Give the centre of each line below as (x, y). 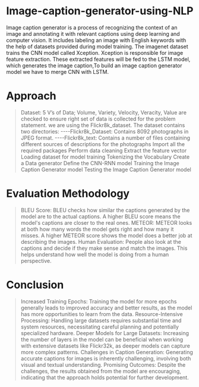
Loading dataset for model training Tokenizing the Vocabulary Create (105, 157)
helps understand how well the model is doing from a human (95, 254)
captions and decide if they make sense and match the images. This (104, 248)
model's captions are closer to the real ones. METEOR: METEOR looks (106, 222)
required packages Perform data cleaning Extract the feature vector (104, 150)
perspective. (36, 261)
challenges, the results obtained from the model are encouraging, (101, 371)
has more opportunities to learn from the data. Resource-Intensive (102, 314)
